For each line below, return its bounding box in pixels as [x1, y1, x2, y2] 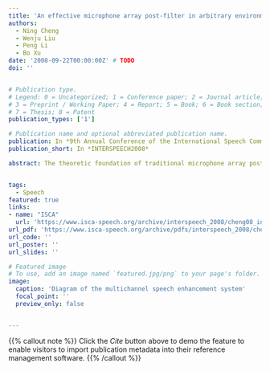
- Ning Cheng [15, 26, 59, 35]
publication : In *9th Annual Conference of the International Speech [8, 137, 247, 145]
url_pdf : [8, 226, 38, 234]
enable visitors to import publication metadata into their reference [8, 344, 226, 354]
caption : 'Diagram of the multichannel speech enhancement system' [15, 285, 247, 293]
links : [8, 203, 31, 211]
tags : [8, 181, 27, 189]
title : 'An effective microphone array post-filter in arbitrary [8, 11, 231, 20]
